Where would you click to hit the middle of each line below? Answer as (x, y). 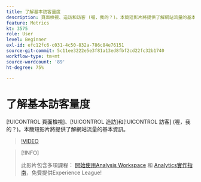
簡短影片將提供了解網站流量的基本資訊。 (79, 129)
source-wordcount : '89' (36, 62)
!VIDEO (30, 141)
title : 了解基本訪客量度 (33, 12)
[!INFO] (30, 153)
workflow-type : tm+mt (33, 56)
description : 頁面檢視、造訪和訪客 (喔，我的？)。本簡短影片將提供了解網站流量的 (97, 17)
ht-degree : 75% (25, 67)
